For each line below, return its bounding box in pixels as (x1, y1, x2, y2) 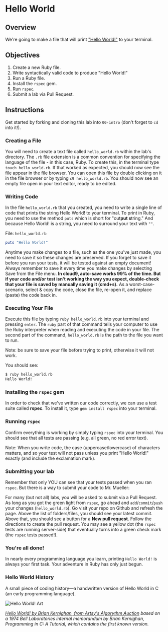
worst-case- (129, 282, 155, 288)
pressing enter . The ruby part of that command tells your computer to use (5, 321, 158, 327)
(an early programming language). (5, 590, 76, 597)
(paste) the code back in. (5, 292, 57, 298)
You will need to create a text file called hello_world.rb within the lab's (5, 148, 151, 154)
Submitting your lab (5, 468, 54, 475)
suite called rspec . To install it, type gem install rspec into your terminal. (5, 405, 157, 411)
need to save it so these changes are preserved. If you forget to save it (5, 255, 151, 261)
